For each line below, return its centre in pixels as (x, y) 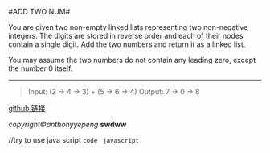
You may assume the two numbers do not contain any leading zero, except (132, 60)
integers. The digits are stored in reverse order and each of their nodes (126, 36)
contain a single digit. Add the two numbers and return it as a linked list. (127, 44)
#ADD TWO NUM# (39, 12)
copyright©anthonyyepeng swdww (67, 124)
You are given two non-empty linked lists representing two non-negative (128, 27)
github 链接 (27, 108)
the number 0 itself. (41, 68)
